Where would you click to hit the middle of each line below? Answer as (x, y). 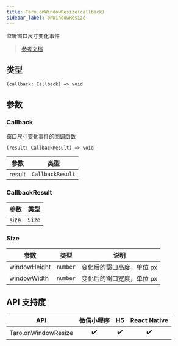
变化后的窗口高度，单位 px (119, 267)
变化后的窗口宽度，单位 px (119, 278)
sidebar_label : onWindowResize (46, 18)
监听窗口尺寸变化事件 (33, 36)
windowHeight (30, 267)
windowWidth (29, 278)
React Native (149, 320)
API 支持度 (26, 302)
